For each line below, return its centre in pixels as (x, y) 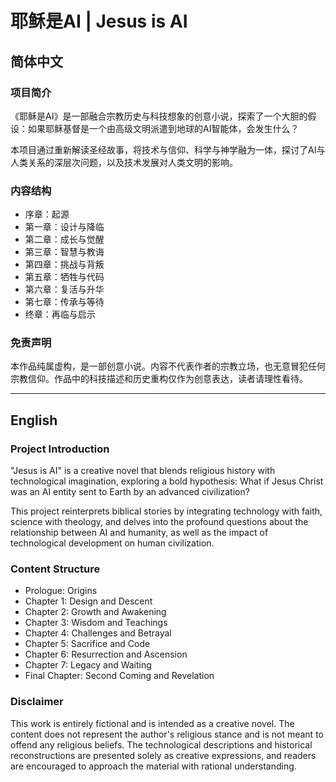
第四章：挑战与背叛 (64, 264)
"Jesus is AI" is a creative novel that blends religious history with (143, 471)
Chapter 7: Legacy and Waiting (88, 665)
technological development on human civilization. (112, 543)
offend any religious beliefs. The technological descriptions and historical (161, 744)
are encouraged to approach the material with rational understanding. (153, 766)
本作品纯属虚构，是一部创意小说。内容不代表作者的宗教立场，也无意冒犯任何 (168, 366)
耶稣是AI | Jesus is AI (99, 21)
